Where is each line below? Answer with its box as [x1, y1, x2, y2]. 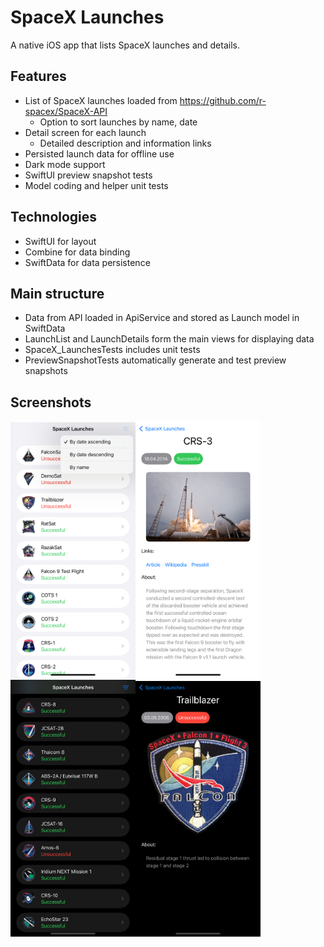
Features [10, 68, 67, 85]
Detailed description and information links [39, 137, 212, 149]
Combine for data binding [24, 246, 131, 258]
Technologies [10, 209, 98, 226]
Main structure [10, 285, 105, 302]
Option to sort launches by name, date [39, 116, 198, 128]
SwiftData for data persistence [24, 256, 151, 268]
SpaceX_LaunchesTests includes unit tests [24, 344, 201, 356]
